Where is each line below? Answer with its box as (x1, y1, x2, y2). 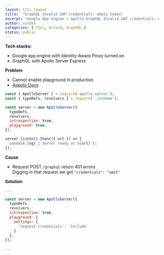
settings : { (14, 219, 38, 224)
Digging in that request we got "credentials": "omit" (12, 169, 121, 175)
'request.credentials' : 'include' (18, 224, 89, 229)
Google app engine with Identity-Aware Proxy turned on (12, 53, 124, 59)
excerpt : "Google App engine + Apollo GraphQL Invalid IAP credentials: (5, 16, 156, 21)
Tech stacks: (5, 43, 32, 49)
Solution (5, 178, 23, 184)
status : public (5, 30, 36, 35)
